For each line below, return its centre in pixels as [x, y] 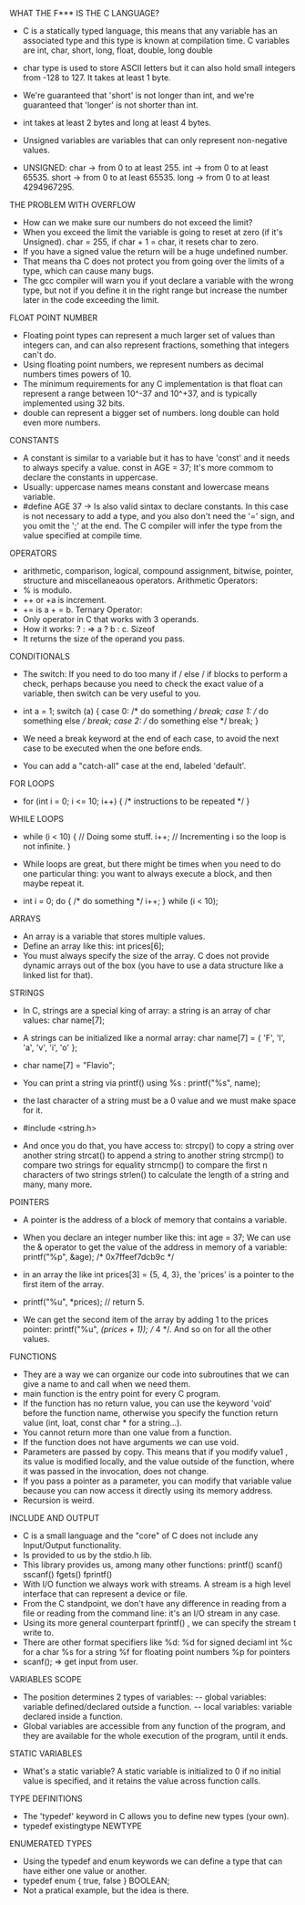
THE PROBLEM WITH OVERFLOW [73, 205]
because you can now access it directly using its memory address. [147, 1490]
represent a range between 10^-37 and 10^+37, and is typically [140, 393]
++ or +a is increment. [64, 600]
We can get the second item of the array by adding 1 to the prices [145, 1319]
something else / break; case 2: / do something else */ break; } [141, 721]
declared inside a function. [72, 1716]
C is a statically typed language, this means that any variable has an [150, 31]
